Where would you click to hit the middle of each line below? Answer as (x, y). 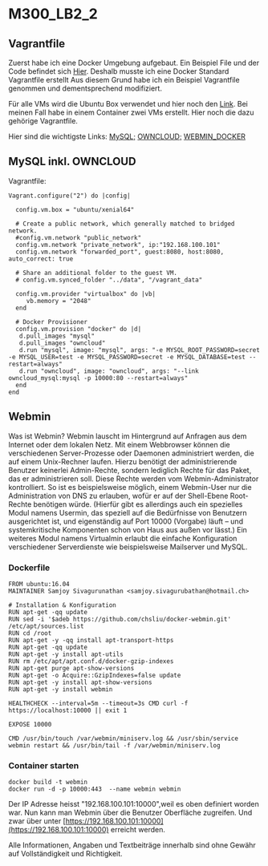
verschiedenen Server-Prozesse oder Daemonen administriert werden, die (131, 453)
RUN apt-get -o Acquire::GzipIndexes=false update (95, 675)
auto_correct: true (41, 259)
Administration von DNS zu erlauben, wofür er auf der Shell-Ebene (118, 496)
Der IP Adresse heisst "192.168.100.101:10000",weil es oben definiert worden (134, 804)
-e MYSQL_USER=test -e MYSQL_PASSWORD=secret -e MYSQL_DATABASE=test (127, 357)
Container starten (44, 765)
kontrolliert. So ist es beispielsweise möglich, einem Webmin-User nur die (130, 487)
